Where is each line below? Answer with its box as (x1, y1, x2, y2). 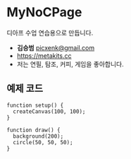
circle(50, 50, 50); (13, 139, 73, 146)
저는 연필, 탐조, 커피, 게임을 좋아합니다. (16, 59, 124, 68)
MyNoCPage (6, 4, 82, 20)
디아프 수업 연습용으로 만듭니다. (6, 28, 94, 37)
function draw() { (6, 126, 61, 134)
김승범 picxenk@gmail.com (16, 43, 95, 52)
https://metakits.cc (16, 51, 72, 60)
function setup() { (6, 102, 64, 109)
